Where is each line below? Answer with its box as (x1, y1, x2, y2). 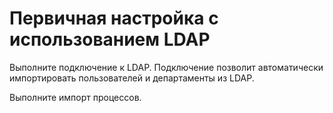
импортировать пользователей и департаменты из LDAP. (9, 72, 255, 84)
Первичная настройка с (9, 7, 219, 30)
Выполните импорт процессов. (9, 91, 142, 103)
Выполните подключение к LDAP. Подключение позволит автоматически (9, 61, 324, 73)
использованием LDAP (9, 28, 211, 51)
